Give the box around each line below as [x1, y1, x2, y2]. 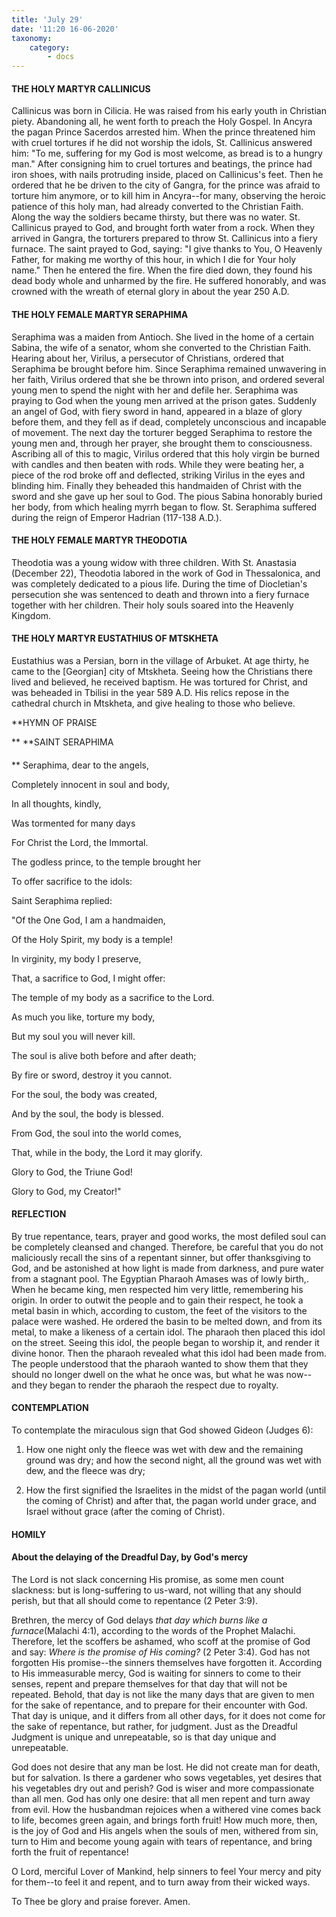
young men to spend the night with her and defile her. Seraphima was [11, 384, 299, 396]
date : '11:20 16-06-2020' [11, 24, 119, 34]
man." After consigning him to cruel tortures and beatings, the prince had [11, 158, 313, 170]
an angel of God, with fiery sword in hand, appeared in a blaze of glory [11, 405, 303, 417]
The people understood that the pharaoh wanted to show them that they [11, 1357, 309, 1370]
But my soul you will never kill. [11, 1030, 136, 1042]
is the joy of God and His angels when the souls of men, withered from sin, [11, 1824, 319, 1836]
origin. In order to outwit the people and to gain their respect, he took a [11, 1294, 304, 1306]
